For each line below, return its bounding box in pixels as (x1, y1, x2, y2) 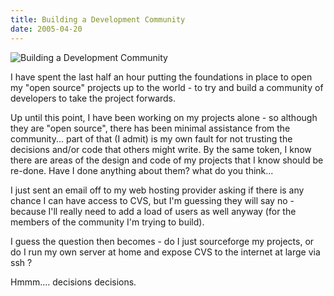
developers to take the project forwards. (10, 92, 177, 104)
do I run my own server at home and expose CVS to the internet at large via (10, 246, 321, 258)
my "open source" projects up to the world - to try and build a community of (10, 81, 324, 93)
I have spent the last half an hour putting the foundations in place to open (10, 71, 313, 83)
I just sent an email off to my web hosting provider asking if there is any (10, 184, 305, 196)
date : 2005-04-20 (10, 24, 83, 34)
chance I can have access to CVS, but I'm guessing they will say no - (10, 194, 295, 206)
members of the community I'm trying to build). (10, 216, 205, 228)
